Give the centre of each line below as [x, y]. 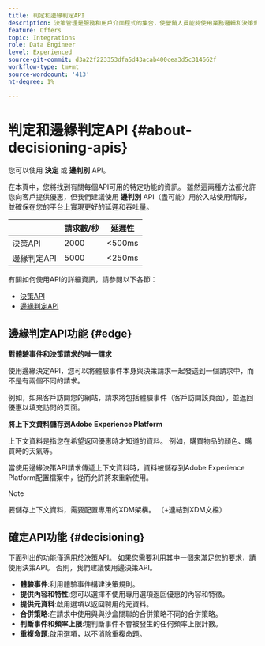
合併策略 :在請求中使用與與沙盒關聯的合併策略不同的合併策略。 [121, 614]
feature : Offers [35, 30]
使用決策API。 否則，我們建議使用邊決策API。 [82, 568]
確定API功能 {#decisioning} [77, 537]
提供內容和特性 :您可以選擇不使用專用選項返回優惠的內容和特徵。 [124, 595]
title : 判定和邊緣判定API [47, 15]
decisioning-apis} [68, 147]
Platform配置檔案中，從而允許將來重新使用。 [81, 478]
